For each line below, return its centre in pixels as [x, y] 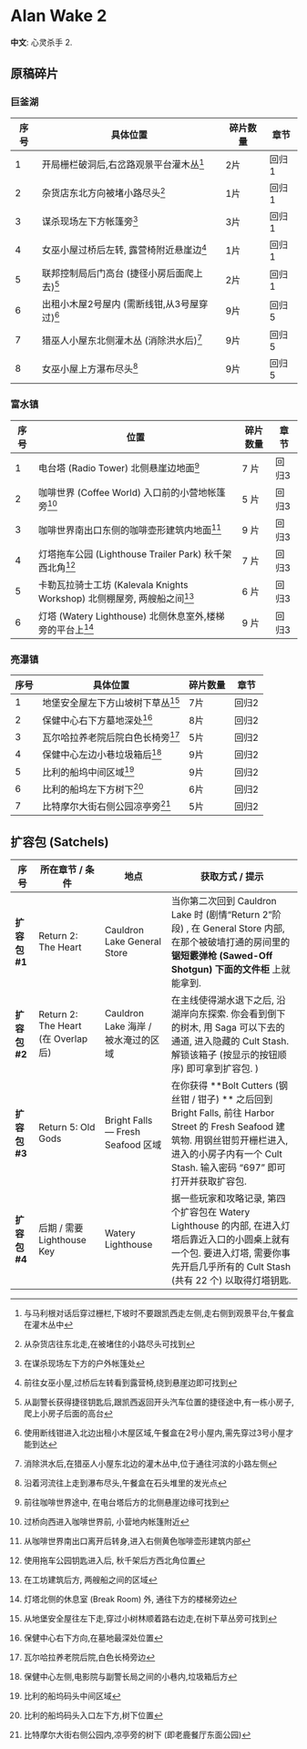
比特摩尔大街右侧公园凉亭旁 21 [107, 806]
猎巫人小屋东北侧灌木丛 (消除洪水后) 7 [122, 340]
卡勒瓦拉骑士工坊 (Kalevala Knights [113, 585]
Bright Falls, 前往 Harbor [223, 1113]
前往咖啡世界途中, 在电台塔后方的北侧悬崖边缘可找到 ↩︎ [126, 1502]
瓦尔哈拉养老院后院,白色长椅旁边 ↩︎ [89, 1657]
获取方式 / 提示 [232, 877]
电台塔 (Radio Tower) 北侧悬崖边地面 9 [118, 468]
